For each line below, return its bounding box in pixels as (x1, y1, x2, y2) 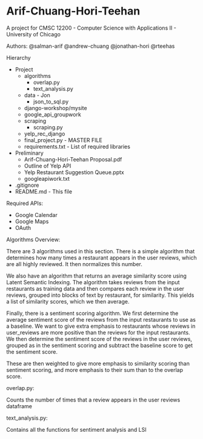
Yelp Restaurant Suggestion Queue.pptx (24, 168, 124, 176)
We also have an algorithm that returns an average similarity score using (6, 272, 187, 279)
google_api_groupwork (24, 111, 82, 118)
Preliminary (15, 149, 44, 157)
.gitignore (15, 181, 39, 189)
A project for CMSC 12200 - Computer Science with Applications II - (6, 24, 177, 31)
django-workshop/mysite (24, 104, 87, 111)
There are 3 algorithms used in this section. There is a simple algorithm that (6, 247, 195, 255)
